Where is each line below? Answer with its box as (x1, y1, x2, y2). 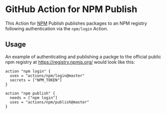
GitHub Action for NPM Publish (5, 4, 138, 15)
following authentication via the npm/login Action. (5, 25, 108, 31)
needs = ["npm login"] (10, 95, 58, 100)
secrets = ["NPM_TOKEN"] (10, 77, 62, 83)
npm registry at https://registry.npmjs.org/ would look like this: (5, 59, 135, 65)
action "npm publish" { (5, 91, 56, 96)
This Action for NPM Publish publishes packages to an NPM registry (5, 20, 147, 26)
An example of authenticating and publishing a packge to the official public (5, 53, 161, 60)
